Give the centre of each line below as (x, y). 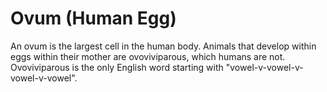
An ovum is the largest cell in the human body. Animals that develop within (163, 46)
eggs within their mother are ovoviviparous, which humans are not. (148, 56)
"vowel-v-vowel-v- (264, 67)
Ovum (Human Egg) (93, 18)
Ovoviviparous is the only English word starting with (117, 67)
